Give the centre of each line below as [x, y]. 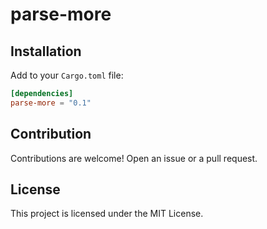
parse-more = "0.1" [51, 103]
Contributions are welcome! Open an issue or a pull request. [134, 158]
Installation [46, 51]
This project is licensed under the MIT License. [107, 214]
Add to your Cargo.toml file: [67, 75]
